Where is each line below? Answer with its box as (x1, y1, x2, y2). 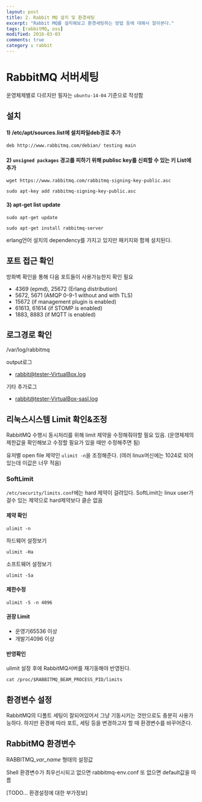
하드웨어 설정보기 (6, 537, 47, 544)
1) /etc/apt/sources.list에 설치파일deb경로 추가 (6, 129, 121, 136)
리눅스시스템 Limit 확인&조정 (6, 414, 107, 425)
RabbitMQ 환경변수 (6, 739, 76, 749)
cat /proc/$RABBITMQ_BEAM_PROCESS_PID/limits (6, 677, 122, 683)
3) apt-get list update (6, 201, 61, 208)
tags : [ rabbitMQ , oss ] (6, 25, 63, 32)
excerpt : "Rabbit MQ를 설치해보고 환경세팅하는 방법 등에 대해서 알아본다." (6, 20, 174, 26)
